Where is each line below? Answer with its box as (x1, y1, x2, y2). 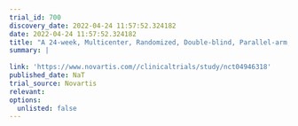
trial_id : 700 (9, 12, 62, 22)
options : (9, 95, 42, 105)
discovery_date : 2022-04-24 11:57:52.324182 (9, 21, 176, 30)
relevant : (9, 87, 46, 96)
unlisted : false (17, 104, 77, 113)
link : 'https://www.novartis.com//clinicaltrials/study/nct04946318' (9, 63, 272, 72)
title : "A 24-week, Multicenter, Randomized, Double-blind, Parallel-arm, (9, 37, 292, 47)
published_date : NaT (9, 71, 86, 80)
